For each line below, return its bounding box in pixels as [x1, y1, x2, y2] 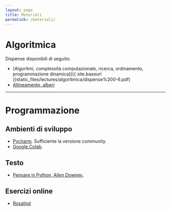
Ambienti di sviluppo [5, 124, 72, 133]
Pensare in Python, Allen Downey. [12, 172, 84, 178]
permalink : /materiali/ [5, 17, 56, 22]
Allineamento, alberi [12, 82, 55, 88]
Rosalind [12, 200, 31, 206]
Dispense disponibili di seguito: [5, 56, 71, 62]
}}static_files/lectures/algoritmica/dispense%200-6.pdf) [12, 76, 131, 83]
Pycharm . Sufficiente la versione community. [12, 138, 107, 144]
